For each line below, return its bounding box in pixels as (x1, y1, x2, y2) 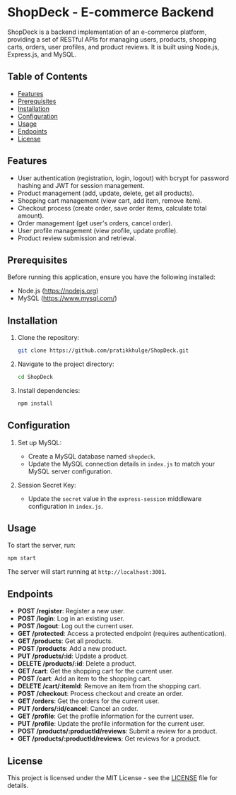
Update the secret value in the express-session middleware (28, 494, 202, 502)
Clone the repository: (17, 334, 80, 342)
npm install (17, 400, 53, 407)
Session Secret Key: (17, 481, 76, 489)
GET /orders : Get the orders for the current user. (17, 697, 160, 705)
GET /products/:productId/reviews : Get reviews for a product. (17, 734, 201, 743)
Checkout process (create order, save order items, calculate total (17, 204, 207, 212)
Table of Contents (7, 71, 88, 83)
